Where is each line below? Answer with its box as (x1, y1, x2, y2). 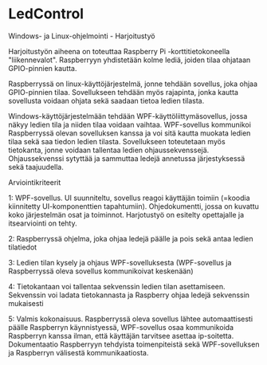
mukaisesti (8, 298, 44, 308)
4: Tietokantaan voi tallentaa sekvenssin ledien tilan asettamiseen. (8, 281, 226, 291)
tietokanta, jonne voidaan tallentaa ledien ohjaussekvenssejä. (8, 145, 210, 155)
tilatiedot (8, 242, 37, 252)
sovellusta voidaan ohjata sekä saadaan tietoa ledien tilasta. (8, 96, 205, 105)
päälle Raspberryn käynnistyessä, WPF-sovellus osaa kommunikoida (8, 322, 234, 332)
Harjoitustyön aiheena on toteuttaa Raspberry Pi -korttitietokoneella (8, 46, 230, 56)
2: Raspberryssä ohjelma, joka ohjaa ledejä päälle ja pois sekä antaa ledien (8, 234, 253, 243)
